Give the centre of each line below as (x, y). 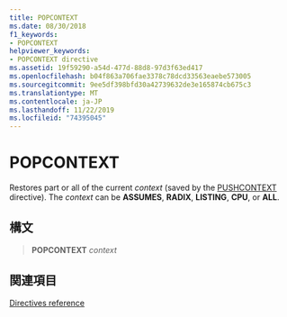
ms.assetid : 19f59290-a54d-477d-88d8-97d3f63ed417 (106, 68)
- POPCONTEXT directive (54, 59)
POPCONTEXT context (74, 249)
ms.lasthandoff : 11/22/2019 (62, 110)
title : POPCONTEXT (44, 18)
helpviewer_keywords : (50, 51)
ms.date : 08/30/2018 (48, 26)
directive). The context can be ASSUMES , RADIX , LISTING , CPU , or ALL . (144, 197)
